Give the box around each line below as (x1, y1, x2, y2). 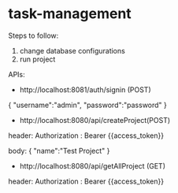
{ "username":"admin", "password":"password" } (8, 100, 168, 109)
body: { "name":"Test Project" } (8, 146, 110, 155)
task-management (8, 5, 132, 23)
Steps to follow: (8, 31, 59, 40)
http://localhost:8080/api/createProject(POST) (19, 115, 171, 124)
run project (19, 54, 56, 64)
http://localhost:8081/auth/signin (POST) (19, 84, 151, 95)
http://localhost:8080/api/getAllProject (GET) (19, 161, 165, 170)
